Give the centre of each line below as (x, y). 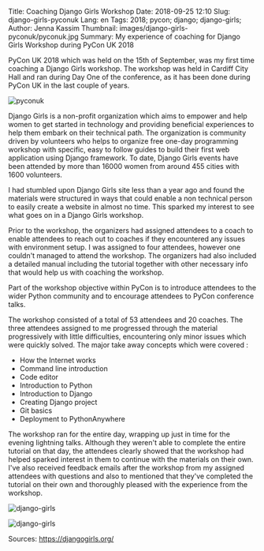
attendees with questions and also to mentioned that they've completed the (131, 476)
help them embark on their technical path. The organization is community (127, 133)
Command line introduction (63, 369)
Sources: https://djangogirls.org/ (61, 539)
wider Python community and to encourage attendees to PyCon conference (131, 296)
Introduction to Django (56, 394)
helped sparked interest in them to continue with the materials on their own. (131, 459)
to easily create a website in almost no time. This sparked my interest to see (131, 207)
